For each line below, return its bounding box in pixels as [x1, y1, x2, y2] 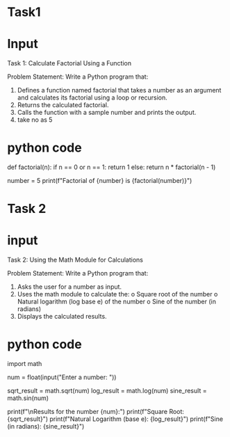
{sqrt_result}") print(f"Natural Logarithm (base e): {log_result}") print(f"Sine [7, 415, 224, 423]
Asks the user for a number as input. [17, 283, 122, 291]
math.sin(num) [7, 394, 49, 402]
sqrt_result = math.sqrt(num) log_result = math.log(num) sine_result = [7, 387, 207, 395]
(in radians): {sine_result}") [7, 422, 85, 431]
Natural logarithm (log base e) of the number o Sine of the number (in [17, 297, 217, 306]
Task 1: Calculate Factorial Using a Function [7, 59, 132, 67]
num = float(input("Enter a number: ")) [7, 373, 117, 381]
